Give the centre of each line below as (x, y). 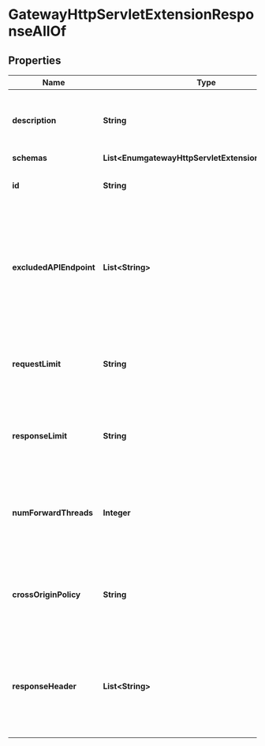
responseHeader (45, 686)
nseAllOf (37, 31)
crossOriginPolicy (47, 595)
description (34, 120)
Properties (35, 60)
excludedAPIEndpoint (54, 267)
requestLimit (37, 364)
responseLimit (40, 436)
